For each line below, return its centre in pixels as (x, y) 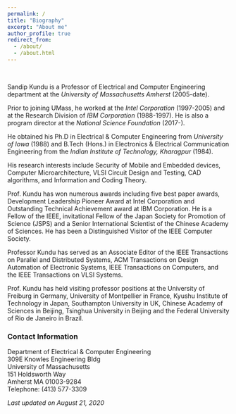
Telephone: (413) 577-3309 (47, 389)
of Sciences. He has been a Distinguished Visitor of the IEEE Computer (110, 231)
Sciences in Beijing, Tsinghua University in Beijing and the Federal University (118, 310)
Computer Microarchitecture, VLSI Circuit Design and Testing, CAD (104, 172)
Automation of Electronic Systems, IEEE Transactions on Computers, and (113, 267)
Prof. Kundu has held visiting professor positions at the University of (106, 288)
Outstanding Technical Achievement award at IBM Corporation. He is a (110, 208)
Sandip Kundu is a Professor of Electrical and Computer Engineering (106, 87)
